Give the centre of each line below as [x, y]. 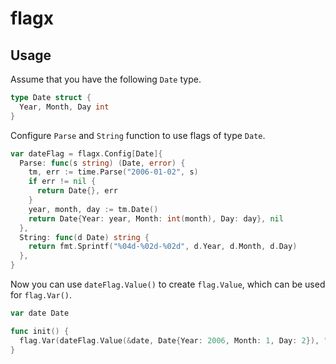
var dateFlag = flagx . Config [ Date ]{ [86, 153]
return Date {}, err [77, 191]
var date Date [40, 313]
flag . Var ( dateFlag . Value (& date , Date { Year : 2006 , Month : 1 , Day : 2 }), [169, 340]
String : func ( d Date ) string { [84, 237]
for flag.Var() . [41, 295]
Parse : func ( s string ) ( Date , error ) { [102, 163]
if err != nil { [62, 182]
